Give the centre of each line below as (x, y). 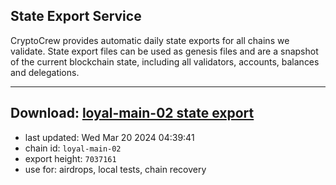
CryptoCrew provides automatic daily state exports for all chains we (150, 40)
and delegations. (45, 72)
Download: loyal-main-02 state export (132, 113)
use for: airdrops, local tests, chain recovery (115, 169)
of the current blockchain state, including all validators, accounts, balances (165, 61)
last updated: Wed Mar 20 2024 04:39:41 (109, 137)
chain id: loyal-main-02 (73, 148)
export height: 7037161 (70, 158)
